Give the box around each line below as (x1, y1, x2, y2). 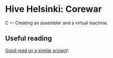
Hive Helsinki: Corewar (5, 3, 102, 15)
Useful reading (5, 34, 52, 43)
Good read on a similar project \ (5, 47, 69, 53)
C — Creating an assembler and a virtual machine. (5, 20, 109, 26)
